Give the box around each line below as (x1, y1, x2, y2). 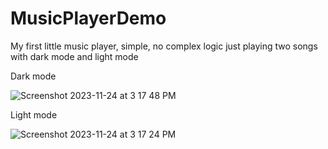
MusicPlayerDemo (10, 7, 167, 30)
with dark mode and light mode (10, 50, 139, 62)
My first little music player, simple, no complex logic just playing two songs (10, 40, 318, 52)
